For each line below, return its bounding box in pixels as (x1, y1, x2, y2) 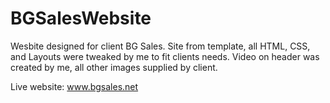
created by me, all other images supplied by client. (10, 61, 218, 73)
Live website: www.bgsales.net (10, 80, 139, 92)
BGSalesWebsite (10, 7, 152, 30)
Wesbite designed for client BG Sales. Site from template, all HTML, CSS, (10, 40, 311, 52)
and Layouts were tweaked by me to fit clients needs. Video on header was (10, 50, 320, 62)
